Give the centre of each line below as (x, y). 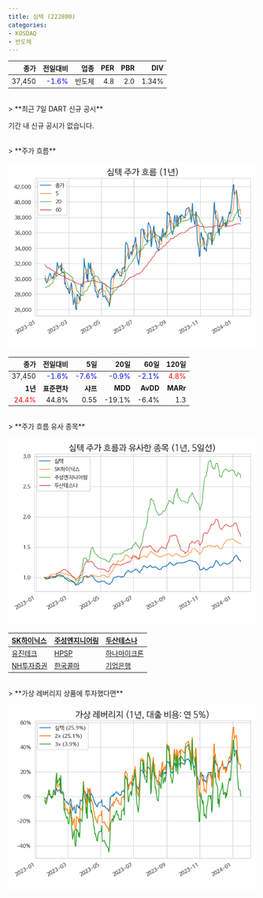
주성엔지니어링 (76, 640)
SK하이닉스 (29, 640)
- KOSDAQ (22, 33)
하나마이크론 (124, 653)
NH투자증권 (30, 666)
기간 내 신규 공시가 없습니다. (51, 125)
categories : (28, 25)
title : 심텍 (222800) (42, 17)
